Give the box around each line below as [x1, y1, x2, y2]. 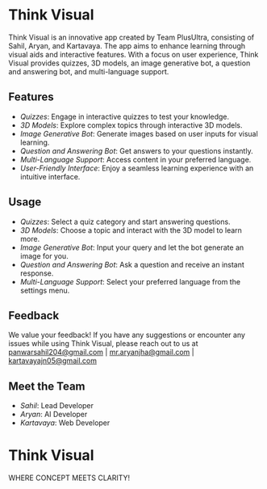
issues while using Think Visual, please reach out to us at [8, 339, 198, 348]
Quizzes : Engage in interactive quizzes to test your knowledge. [19, 112, 230, 121]
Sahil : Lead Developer [19, 401, 94, 411]
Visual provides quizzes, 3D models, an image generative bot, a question [8, 58, 251, 68]
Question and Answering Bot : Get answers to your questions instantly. [19, 145, 253, 155]
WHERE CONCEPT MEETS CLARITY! [8, 473, 131, 483]
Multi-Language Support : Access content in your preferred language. [19, 154, 252, 164]
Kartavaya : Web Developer [19, 418, 111, 428]
